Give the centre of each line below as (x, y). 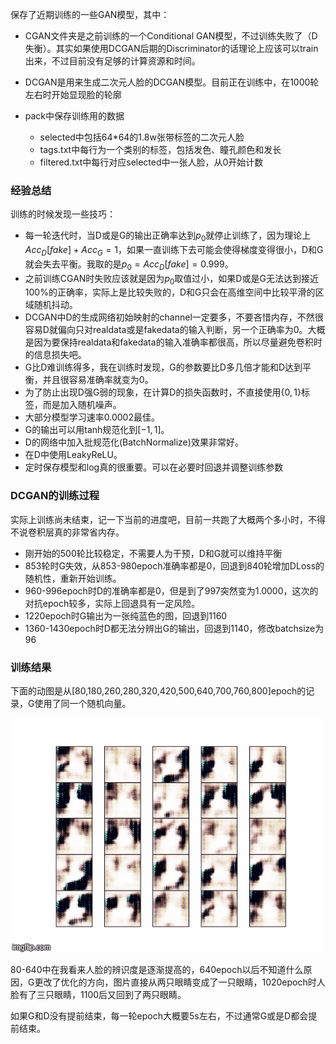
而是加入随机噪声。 (82, 405)
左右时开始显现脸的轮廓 (73, 94)
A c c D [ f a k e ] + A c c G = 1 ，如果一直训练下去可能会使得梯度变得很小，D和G (174, 251)
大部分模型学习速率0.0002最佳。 (92, 417)
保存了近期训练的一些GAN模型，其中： (90, 14)
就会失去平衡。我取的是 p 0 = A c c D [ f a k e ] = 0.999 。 (129, 265)
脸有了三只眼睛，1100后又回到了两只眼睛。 (98, 995)
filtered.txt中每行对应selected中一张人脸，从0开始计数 (151, 162)
